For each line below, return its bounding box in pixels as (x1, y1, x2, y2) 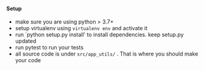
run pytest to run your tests (15, 44, 84, 51)
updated (15, 37, 37, 45)
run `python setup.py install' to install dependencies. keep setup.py (15, 31, 184, 39)
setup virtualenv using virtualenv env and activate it (15, 25, 148, 32)
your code (15, 57, 41, 64)
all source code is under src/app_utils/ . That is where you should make (15, 50, 199, 57)
